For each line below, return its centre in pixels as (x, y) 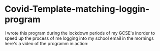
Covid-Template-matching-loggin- (77, 9)
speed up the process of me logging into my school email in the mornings (79, 38)
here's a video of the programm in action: (47, 43)
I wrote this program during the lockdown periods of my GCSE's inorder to (80, 33)
